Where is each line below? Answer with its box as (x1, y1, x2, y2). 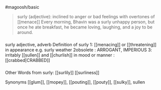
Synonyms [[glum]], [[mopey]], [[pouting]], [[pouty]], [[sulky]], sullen (5, 79, 145, 85)
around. (17, 30, 33, 35)
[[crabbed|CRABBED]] (5, 57, 50, 63)
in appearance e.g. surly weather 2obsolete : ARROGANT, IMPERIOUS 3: (5, 47, 152, 53)
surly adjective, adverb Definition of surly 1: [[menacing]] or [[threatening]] (5, 41, 157, 47)
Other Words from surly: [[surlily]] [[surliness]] (5, 69, 99, 75)
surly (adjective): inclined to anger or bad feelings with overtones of (17, 14, 155, 19)
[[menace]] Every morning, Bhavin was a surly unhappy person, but (17, 19, 155, 25)
